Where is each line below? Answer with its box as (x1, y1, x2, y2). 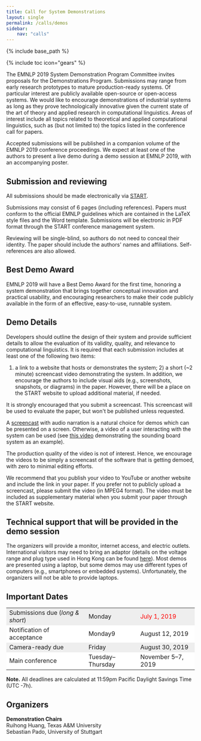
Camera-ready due (9, 643, 64, 652)
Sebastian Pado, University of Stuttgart (6, 728, 103, 735)
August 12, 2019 (140, 629, 188, 638)
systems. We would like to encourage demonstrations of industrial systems (6, 97, 191, 104)
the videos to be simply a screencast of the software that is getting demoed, (6, 456, 194, 463)
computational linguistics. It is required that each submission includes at (6, 346, 184, 353)
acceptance (9, 634, 43, 642)
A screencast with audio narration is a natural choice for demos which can (6, 419, 190, 426)
